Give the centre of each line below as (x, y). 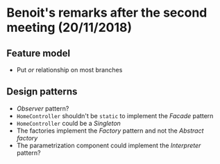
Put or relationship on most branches (69, 70)
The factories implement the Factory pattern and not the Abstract (110, 131)
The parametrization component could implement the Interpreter (109, 145)
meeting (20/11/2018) (69, 27)
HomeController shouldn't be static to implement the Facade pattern (115, 115)
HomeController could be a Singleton (68, 123)
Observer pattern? (43, 108)
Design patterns (42, 92)
